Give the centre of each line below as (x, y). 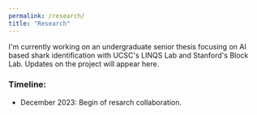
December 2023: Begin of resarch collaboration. (101, 102)
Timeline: (28, 84)
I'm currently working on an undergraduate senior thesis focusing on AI (128, 46)
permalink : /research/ (47, 16)
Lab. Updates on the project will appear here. (84, 64)
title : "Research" (39, 23)
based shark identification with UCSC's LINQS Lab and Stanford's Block (128, 55)
